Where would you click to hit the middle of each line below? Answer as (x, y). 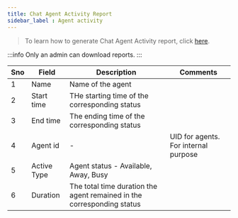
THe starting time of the (109, 95)
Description (116, 72)
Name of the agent (101, 84)
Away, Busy (89, 175)
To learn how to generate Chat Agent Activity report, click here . (117, 40)
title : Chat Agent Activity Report (60, 14)
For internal (189, 145)
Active (42, 165)
